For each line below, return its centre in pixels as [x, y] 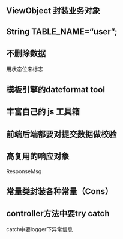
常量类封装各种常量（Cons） [60, 191]
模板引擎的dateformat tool [55, 90]
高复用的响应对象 [38, 157]
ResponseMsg [24, 171]
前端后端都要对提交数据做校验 [61, 134]
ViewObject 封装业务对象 [53, 11]
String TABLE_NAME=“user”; [62, 31]
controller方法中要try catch [58, 214]
